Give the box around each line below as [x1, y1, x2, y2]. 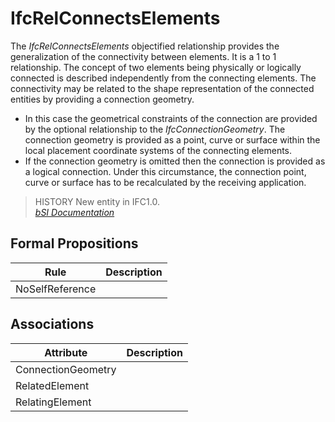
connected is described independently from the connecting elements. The [10, 72, 317, 84]
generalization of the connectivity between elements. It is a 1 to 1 [10, 50, 277, 62]
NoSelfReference [15, 282, 97, 296]
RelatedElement [15, 378, 90, 392]
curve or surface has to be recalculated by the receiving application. [24, 176, 307, 188]
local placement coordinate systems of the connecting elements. [24, 144, 293, 156]
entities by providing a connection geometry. [10, 93, 195, 105]
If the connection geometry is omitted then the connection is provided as [24, 155, 326, 167]
